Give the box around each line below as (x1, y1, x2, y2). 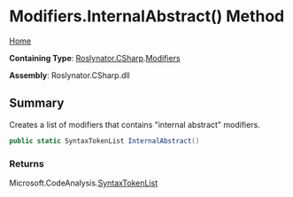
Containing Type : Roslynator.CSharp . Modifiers (9, 52, 181, 63)
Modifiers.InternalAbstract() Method (9, 6, 285, 27)
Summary (9, 96, 65, 111)
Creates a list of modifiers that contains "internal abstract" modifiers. (9, 119, 261, 130)
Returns (9, 157, 44, 169)
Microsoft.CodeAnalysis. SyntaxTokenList (9, 177, 158, 188)
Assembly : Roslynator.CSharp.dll (9, 69, 130, 81)
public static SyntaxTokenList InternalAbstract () (9, 136, 200, 146)
